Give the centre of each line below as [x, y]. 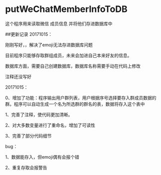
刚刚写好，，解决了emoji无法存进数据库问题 [49, 45]
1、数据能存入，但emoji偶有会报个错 [42, 157]
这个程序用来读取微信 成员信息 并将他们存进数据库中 [59, 23]
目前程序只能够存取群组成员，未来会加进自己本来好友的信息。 [69, 55]
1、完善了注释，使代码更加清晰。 [39, 114]
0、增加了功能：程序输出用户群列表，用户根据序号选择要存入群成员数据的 [81, 98]
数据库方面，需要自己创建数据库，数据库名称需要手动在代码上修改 [73, 66]
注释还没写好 [18, 76]
